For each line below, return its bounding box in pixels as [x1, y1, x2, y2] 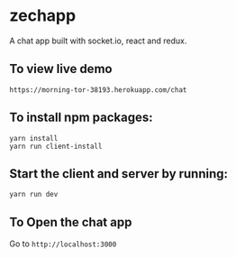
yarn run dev [9, 190, 59, 199]
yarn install [9, 134, 59, 143]
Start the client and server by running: [9, 166, 228, 181]
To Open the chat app [9, 214, 132, 230]
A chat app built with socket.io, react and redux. [9, 35, 187, 46]
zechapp [9, 5, 77, 26]
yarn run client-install [9, 142, 103, 151]
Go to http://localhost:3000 [9, 238, 117, 249]
